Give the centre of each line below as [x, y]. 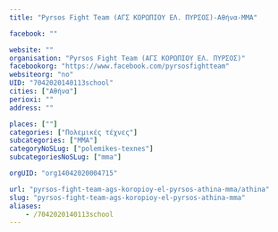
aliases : [25, 206]
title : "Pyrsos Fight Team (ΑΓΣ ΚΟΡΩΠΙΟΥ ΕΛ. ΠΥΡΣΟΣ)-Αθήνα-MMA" [133, 17]
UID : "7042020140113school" [62, 83]
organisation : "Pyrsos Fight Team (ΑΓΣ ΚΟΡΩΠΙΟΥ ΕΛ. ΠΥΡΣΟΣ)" [127, 58]
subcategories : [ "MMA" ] [54, 141]
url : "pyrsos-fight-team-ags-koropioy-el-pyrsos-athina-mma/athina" [139, 189]
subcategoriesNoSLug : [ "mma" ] [66, 157]
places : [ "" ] [34, 124]
